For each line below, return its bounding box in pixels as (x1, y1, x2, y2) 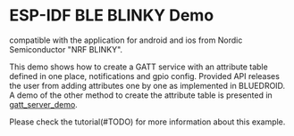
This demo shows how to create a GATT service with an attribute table (9, 61, 268, 72)
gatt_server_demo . (9, 99, 78, 109)
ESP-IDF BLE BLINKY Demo (9, 5, 214, 26)
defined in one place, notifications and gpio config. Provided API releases (9, 70, 280, 81)
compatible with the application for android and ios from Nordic (9, 35, 243, 45)
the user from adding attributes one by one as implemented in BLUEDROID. (9, 80, 286, 91)
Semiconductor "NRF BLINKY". (9, 44, 123, 54)
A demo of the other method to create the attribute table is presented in (9, 90, 273, 100)
